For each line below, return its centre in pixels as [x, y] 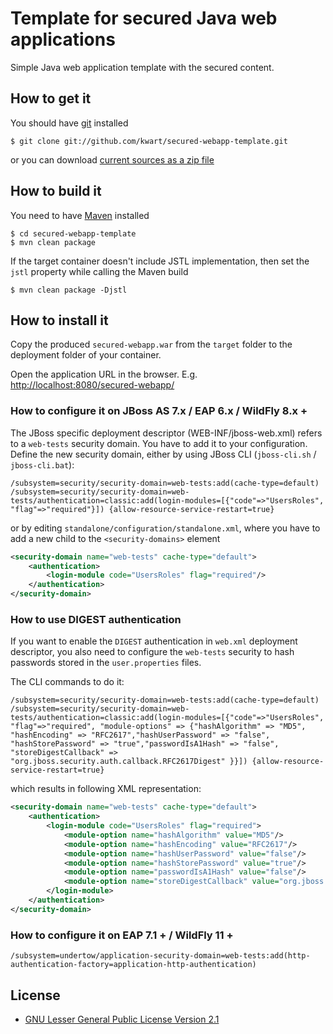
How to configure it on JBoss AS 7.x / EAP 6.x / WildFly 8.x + [159, 411]
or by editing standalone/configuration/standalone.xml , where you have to [165, 528]
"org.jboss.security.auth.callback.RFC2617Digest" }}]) [129, 762]
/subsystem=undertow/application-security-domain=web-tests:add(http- [160, 956]
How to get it [51, 98]
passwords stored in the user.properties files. [106, 663]
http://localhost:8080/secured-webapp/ [92, 385]
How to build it [56, 191]
